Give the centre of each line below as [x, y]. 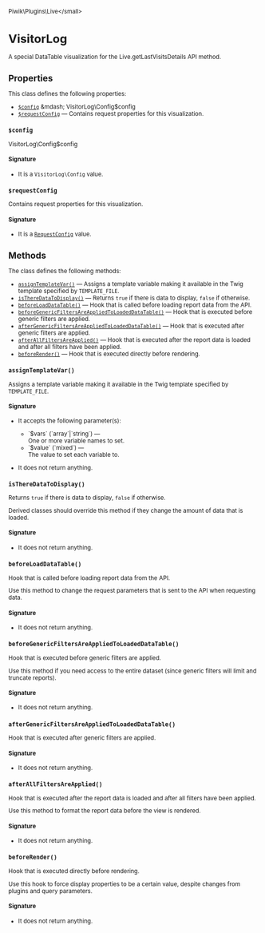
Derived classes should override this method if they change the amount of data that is [126, 511]
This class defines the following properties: [67, 94]
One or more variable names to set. [76, 441]
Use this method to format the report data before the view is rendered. [105, 811]
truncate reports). [33, 678]
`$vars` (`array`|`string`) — [64, 434]
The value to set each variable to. [73, 455]
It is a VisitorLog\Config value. [61, 174]
